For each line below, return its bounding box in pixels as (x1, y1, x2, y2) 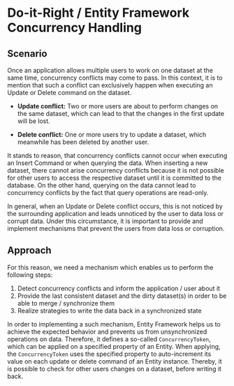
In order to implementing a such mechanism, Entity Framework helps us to (7, 320, 221, 328)
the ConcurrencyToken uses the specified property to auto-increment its (7, 350, 212, 358)
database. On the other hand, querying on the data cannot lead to (7, 181, 196, 190)
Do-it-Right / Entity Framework (7, 5, 190, 21)
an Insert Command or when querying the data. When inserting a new (7, 159, 208, 167)
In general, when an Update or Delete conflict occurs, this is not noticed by (7, 202, 224, 210)
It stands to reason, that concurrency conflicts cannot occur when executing (7, 152, 228, 159)
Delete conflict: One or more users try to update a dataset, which (17, 131, 207, 138)
